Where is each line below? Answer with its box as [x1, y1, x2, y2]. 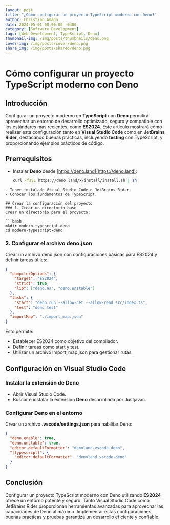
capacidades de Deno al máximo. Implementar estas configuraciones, [5, 508, 153, 514]
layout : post [5, 7, 33, 13]
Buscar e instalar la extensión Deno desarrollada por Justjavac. [12, 396, 147, 402]
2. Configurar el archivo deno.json [5, 239, 92, 247]
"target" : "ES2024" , [14, 276, 58, 281]
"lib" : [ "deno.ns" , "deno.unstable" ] [14, 286, 95, 291]
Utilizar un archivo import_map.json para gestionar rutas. [12, 349, 133, 355]
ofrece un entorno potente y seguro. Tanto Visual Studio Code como [5, 497, 150, 503]
